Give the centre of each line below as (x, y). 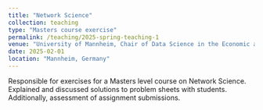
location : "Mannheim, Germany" (59, 59)
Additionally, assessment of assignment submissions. (94, 98)
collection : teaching (43, 23)
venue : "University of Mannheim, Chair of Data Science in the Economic (129, 44)
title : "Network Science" (50, 15)
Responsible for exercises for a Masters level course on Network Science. (127, 81)
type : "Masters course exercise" (63, 30)
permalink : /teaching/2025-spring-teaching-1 (83, 37)
